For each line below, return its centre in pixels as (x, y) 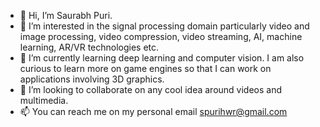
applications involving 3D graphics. (92, 79)
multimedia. (44, 100)
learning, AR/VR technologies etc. (89, 47)
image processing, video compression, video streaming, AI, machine (161, 36)
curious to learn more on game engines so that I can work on (145, 68)
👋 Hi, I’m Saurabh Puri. (66, 15)
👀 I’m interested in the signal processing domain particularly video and (164, 26)
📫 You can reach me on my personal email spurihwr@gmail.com (153, 111)
